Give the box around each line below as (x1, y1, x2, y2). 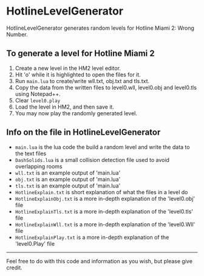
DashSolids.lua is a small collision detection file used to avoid (15, 156, 170, 163)
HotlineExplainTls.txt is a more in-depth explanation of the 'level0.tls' (15, 207, 193, 215)
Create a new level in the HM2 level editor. (15, 64, 121, 72)
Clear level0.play (15, 96, 61, 104)
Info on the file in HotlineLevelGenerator (6, 127, 161, 138)
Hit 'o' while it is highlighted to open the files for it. (15, 71, 141, 78)
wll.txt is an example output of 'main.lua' (15, 169, 121, 177)
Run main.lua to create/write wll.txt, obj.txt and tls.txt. (15, 77, 150, 84)
